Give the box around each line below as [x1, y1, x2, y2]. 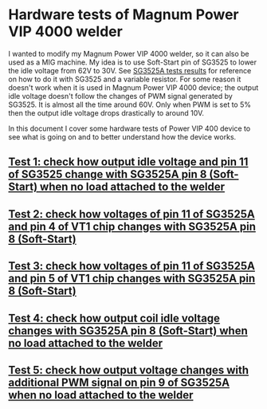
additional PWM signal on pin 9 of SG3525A [8, 376, 230, 389]
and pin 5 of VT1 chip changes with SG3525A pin [8, 272, 256, 285]
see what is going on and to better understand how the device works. [8, 132, 237, 141]
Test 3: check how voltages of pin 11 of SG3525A [8, 259, 255, 273]
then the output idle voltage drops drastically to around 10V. [8, 108, 205, 117]
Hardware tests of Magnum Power [8, 6, 239, 24]
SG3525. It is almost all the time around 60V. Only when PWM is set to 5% [8, 100, 252, 109]
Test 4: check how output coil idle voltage [8, 311, 221, 324]
